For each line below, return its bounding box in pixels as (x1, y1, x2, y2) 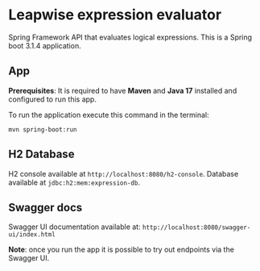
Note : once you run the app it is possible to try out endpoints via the (8, 244, 235, 255)
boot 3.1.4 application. (8, 40, 82, 50)
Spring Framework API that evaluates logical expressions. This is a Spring (8, 32, 252, 42)
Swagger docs (8, 200, 83, 215)
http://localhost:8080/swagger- (142, 223, 251, 231)
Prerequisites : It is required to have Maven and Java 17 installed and (8, 85, 237, 95)
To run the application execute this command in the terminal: (8, 110, 209, 119)
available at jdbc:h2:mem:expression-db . (8, 177, 141, 187)
